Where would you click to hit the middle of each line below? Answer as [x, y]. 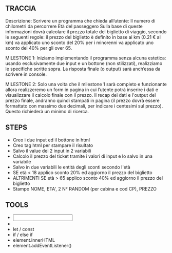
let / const [23, 229]
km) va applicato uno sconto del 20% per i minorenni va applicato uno [80, 43]
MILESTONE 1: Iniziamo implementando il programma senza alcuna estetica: [86, 58]
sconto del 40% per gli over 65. [39, 48]
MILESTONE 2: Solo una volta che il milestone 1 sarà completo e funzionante [86, 84]
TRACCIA [21, 8]
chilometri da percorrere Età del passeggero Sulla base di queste [74, 26]
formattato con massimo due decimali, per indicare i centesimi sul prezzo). [84, 106]
